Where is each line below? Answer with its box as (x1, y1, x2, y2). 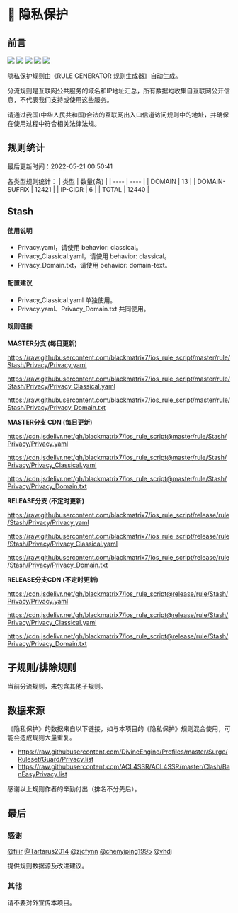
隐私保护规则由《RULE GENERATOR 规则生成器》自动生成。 (7, 71, 182, 80)
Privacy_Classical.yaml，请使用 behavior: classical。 (17, 252, 171, 260)
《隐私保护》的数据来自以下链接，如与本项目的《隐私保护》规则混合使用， (7, 725, 225, 733)
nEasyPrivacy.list (17, 770, 67, 779)
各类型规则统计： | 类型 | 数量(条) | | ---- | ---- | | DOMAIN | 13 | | (7, 177, 196, 185)
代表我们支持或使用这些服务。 (25, 96, 113, 103)
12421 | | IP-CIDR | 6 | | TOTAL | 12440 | (34, 185, 150, 193)
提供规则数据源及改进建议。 (7, 861, 89, 871)
